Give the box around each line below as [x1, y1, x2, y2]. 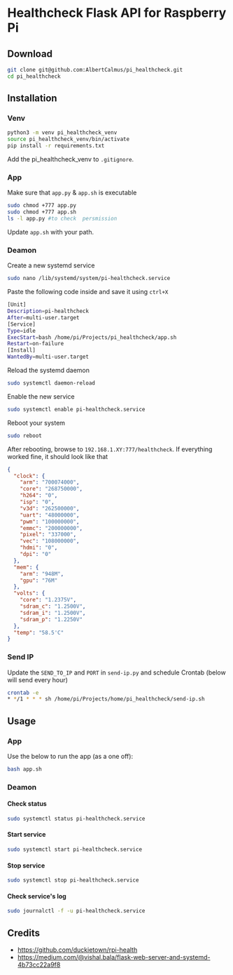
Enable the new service [7, 392, 75, 401]
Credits [7, 927, 41, 938]
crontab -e [7, 689, 39, 696]
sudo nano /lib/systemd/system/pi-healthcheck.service [7, 275, 171, 282]
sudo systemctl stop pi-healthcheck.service [7, 877, 139, 884]
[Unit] [7, 301, 27, 308]
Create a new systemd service [7, 261, 95, 270]
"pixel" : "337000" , [20, 531, 77, 538]
